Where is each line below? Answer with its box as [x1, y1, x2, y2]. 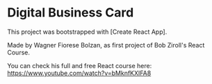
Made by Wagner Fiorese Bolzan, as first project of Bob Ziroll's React [7, 41, 205, 49]
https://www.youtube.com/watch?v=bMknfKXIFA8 [7, 69, 152, 77]
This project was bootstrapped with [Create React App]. [7, 28, 168, 36]
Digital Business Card [7, 5, 134, 21]
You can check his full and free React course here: [7, 61, 152, 70]
